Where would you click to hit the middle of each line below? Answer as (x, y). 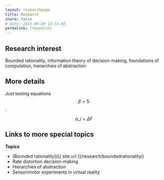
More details (25, 82)
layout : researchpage (28, 10)
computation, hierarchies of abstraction (46, 66)
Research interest (33, 49)
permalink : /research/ (29, 28)
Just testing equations (28, 93)
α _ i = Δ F (84, 119)
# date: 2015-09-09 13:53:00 (35, 24)
